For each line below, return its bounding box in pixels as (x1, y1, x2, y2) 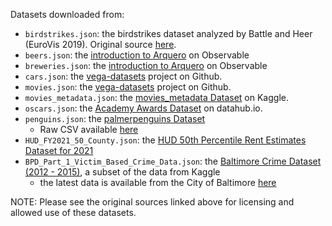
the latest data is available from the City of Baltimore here (39, 177, 277, 188)
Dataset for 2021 (24, 145, 94, 156)
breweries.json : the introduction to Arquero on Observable (24, 60, 268, 71)
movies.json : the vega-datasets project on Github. (24, 81, 232, 93)
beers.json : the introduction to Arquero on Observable (24, 49, 250, 61)
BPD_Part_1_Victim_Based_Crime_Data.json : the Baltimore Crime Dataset (24, 155, 322, 167)
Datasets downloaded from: (10, 9, 125, 20)
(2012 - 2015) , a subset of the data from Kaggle (24, 166, 221, 178)
